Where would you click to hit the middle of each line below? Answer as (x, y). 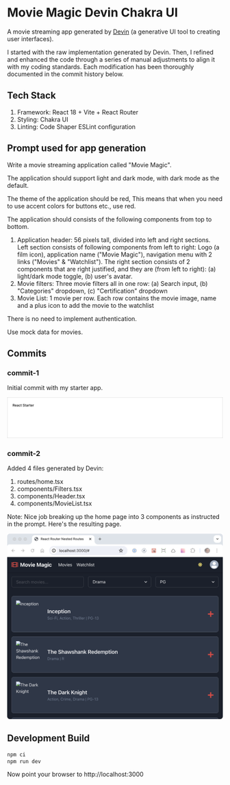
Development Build (49, 738)
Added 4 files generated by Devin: (55, 468)
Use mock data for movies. (45, 332)
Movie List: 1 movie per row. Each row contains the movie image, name (117, 298)
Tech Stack (31, 96)
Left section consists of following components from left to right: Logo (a (118, 247)
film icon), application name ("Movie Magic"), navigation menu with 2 (114, 254)
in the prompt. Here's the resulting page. (64, 524)
